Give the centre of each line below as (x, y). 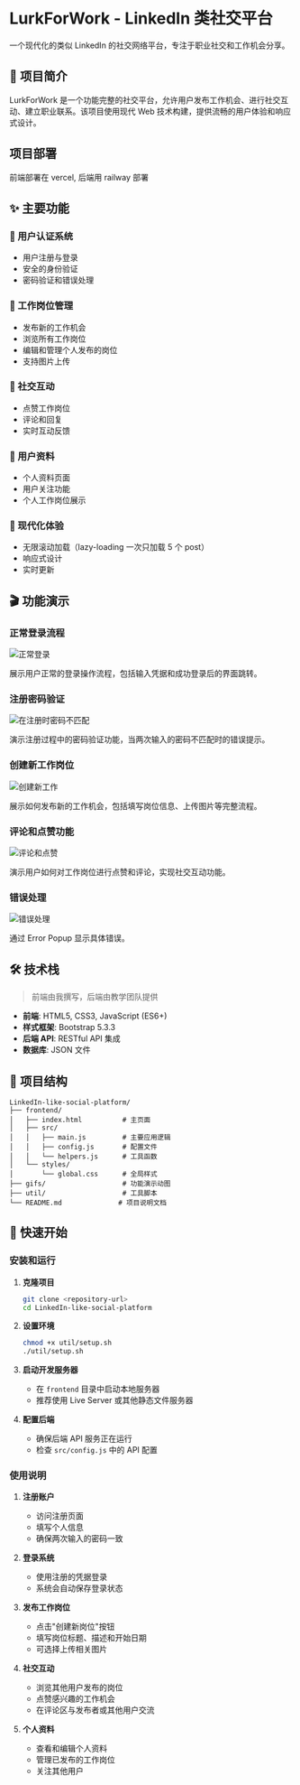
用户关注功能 (46, 489)
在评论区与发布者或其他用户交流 (95, 1710)
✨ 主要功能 (40, 208)
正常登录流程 (37, 633)
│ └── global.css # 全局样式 (83, 1174)
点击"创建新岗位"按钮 (75, 1627)
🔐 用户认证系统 (41, 236)
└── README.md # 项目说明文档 (88, 1203)
